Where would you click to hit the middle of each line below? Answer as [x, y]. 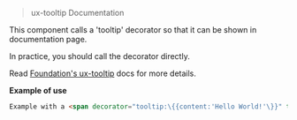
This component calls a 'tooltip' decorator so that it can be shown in [133, 30]
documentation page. [48, 39]
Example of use [38, 90]
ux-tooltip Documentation [77, 13]
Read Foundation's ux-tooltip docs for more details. [103, 73]
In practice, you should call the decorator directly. [99, 56]
